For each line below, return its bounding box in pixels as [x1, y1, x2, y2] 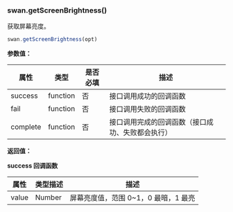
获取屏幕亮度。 [7, 22, 50, 30]
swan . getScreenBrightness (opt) [7, 36, 98, 43]
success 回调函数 [7, 161, 58, 170]
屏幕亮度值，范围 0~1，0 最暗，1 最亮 [69, 193, 196, 203]
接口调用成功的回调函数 [109, 91, 186, 101]
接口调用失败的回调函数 [109, 105, 186, 114]
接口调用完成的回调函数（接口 [109, 117, 207, 127]
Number [35, 193, 62, 202]
